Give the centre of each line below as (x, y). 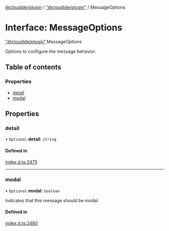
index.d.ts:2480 (22, 223)
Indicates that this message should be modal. (52, 200)
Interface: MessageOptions (64, 28)
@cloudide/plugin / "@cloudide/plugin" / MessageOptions (65, 7)
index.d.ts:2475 (21, 162)
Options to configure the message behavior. (51, 51)
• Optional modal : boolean (33, 191)
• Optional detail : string (31, 139)
